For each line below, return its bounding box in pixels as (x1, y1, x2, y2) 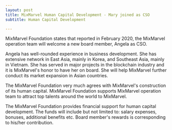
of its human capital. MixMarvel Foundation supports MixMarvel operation (5, 88, 161, 94)
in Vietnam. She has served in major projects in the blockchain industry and (5, 62, 165, 68)
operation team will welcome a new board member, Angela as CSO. (5, 41, 147, 47)
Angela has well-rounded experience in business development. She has (5, 51, 157, 57)
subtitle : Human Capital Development (5, 17, 86, 22)
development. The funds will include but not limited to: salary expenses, (5, 109, 157, 115)
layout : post (5, 7, 33, 13)
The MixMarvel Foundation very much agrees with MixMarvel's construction (5, 82, 166, 89)
